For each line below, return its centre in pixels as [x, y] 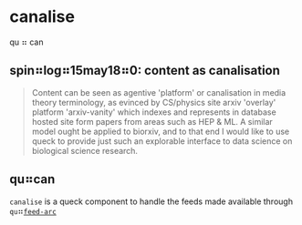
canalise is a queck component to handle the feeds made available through [151, 201]
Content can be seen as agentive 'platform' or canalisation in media [159, 92]
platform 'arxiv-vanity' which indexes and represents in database [154, 112]
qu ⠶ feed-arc [33, 210]
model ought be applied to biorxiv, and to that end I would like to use [161, 131]
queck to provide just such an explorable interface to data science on [162, 141]
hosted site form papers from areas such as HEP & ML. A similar [152, 121]
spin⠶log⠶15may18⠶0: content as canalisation [145, 71]
